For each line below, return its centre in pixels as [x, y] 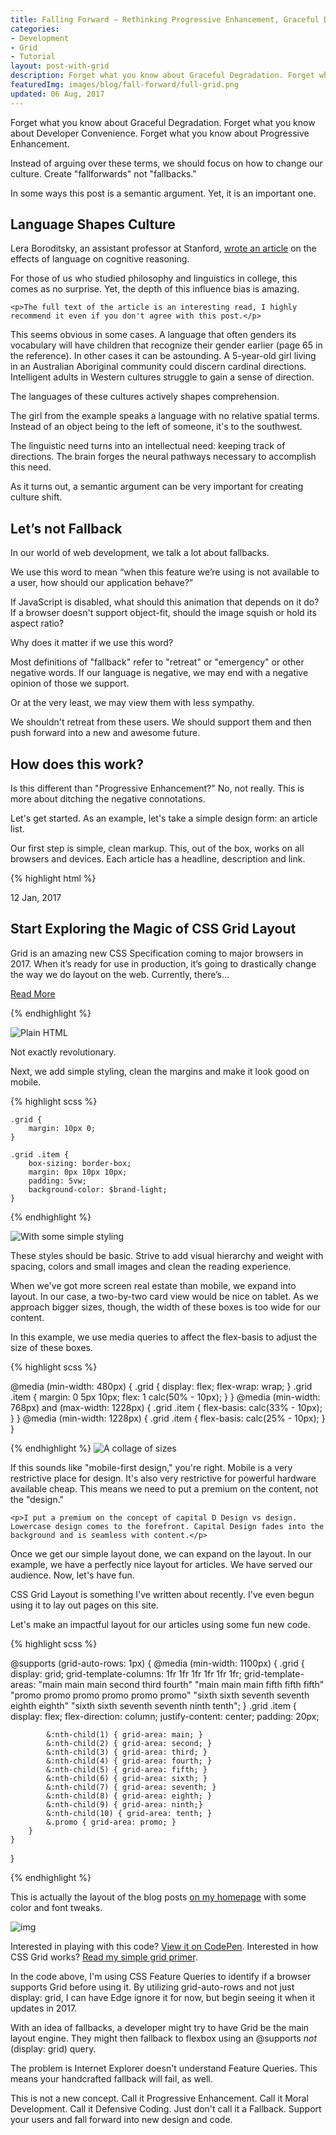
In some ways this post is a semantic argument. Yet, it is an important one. [163, 193]
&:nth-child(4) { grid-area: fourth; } [129, 1761]
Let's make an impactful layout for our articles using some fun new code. [160, 1624]
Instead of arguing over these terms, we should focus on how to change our [166, 163]
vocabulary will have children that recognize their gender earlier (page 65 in [166, 345]
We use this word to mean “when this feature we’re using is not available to [165, 572]
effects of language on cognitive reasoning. [100, 259]
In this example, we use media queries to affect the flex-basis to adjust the [164, 1337]
